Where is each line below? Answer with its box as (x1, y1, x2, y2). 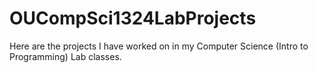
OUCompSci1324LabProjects (9, 7, 257, 30)
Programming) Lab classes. (9, 50, 122, 62)
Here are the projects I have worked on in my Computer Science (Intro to (9, 40, 309, 52)
